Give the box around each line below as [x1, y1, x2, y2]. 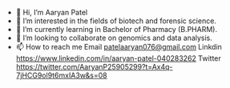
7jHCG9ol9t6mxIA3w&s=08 [15, 70, 107, 80]
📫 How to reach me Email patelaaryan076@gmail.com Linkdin [15, 42, 223, 51]
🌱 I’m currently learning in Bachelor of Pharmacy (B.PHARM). [15, 25, 218, 34]
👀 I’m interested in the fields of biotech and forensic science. [15, 16, 216, 26]
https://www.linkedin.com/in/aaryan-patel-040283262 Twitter [15, 54, 222, 63]
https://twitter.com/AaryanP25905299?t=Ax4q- [15, 62, 174, 71]
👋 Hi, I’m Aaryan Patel [15, 8, 88, 17]
